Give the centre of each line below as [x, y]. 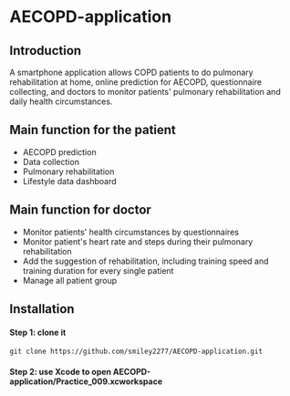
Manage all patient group [70, 280]
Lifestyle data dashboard [69, 181]
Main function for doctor [81, 210]
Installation [42, 309]
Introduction [46, 51]
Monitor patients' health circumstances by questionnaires [131, 232]
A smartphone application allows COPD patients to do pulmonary [131, 72]
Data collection [51, 162]
